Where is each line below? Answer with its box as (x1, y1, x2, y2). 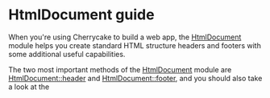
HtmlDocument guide (8, 6, 155, 24)
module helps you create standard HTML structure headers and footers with (8, 40, 262, 50)
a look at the (8, 82, 50, 92)
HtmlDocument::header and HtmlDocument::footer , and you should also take (8, 73, 263, 83)
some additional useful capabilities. (8, 49, 126, 59)
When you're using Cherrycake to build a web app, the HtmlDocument (8, 32, 242, 42)
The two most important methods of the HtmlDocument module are (8, 64, 232, 74)
